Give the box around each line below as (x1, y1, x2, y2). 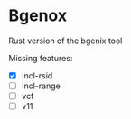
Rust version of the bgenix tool (8, 35, 123, 46)
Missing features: (8, 52, 73, 63)
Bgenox (8, 5, 68, 26)
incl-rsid (21, 69, 53, 81)
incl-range (21, 80, 61, 91)
